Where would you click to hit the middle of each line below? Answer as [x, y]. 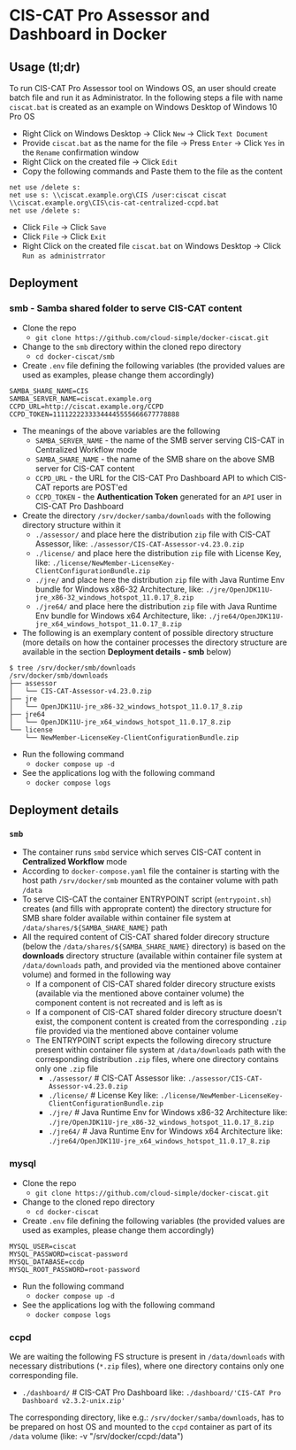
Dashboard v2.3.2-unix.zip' [73, 1400]
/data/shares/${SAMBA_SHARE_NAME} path [95, 927]
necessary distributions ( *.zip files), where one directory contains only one [147, 1366]
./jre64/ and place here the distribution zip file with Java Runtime [156, 606]
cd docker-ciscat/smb [75, 357]
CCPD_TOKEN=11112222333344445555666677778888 [94, 414]
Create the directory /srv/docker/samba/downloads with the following [146, 516]
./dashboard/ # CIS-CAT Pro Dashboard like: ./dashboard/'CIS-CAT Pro [151, 1392]
